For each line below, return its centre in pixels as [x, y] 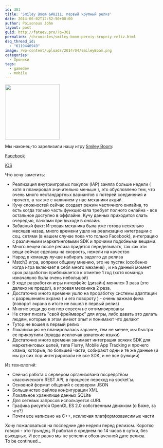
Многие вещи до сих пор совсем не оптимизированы [68, 309]
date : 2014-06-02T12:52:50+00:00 [39, 19]
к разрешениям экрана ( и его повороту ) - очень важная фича [78, 298]
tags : [10, 64]
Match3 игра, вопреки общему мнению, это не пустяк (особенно [80, 262]
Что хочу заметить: [25, 174]
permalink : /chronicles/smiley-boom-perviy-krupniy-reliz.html [71, 37]
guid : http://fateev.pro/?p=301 [38, 32]
